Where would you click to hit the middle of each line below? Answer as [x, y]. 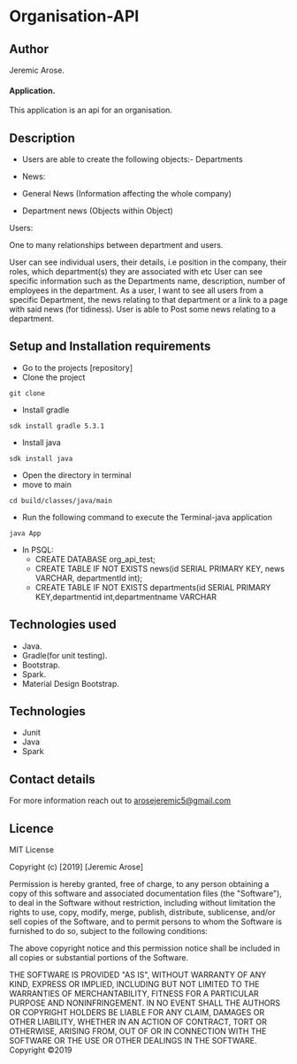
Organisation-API [74, 16]
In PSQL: [38, 550]
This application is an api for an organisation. [91, 110]
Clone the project [53, 377]
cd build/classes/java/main [61, 501]
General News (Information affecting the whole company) [127, 194]
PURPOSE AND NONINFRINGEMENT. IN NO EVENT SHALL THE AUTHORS [145, 1003]
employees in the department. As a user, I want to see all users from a [136, 290]
